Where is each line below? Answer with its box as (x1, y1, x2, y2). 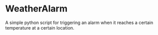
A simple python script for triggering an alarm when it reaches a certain (5, 19, 153, 25)
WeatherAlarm (5, 3, 68, 14)
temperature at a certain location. (5, 24, 74, 30)
